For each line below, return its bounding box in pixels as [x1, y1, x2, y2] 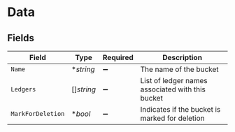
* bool [71, 109, 91, 119]
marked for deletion [140, 113, 205, 123]
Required [102, 53, 134, 62]
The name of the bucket [140, 64, 219, 74]
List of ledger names [140, 76, 208, 85]
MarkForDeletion [10, 110, 65, 117]
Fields [7, 32, 35, 44]
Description [162, 53, 203, 62]
